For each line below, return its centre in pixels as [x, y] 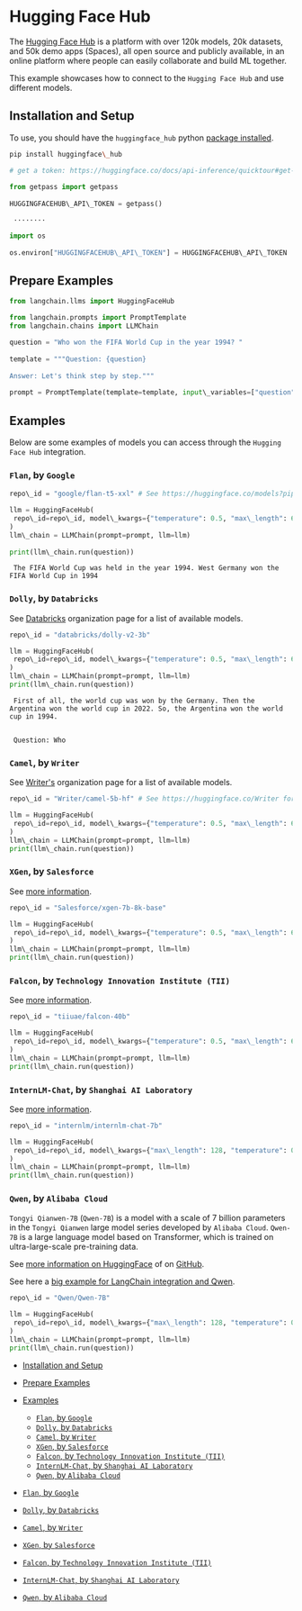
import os [28, 236]
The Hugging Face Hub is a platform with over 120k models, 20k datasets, [146, 41]
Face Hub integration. [48, 452]
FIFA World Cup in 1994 [54, 576]
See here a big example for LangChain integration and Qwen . [122, 1281]
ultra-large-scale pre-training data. [74, 1247]
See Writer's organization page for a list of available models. [121, 783]
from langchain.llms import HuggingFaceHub [92, 302]
